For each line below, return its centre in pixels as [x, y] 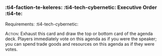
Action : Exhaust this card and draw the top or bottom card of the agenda [79, 34]
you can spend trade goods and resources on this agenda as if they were [80, 44]
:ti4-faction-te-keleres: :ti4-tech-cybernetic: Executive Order [81, 7]
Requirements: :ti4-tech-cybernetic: [42, 24]
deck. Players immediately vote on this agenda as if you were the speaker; [81, 39]
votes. [12, 49]
